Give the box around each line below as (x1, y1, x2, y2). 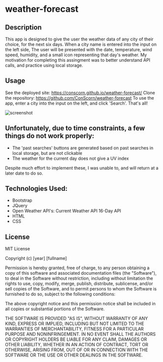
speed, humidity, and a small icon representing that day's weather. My (5, 52, 147, 58)
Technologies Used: (5, 184, 68, 193)
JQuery (12, 203, 28, 209)
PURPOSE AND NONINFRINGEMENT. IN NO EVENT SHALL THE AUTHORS (5, 331, 156, 337)
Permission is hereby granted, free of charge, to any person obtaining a (5, 265, 150, 271)
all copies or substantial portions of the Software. (5, 306, 105, 312)
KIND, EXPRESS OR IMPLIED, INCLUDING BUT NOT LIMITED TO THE (5, 321, 144, 326)
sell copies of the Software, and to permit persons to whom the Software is (5, 286, 157, 292)
